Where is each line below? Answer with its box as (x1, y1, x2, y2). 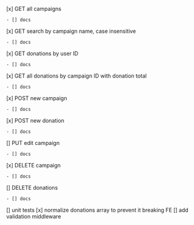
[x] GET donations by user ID (6, 50, 79, 57)
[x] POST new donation (6, 117, 65, 124)
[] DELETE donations (6, 184, 58, 191)
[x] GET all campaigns (6, 5, 62, 12)
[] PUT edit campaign (6, 139, 60, 146)
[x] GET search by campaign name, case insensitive (6, 27, 136, 35)
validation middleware (6, 213, 62, 220)
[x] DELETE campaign (6, 162, 61, 169)
